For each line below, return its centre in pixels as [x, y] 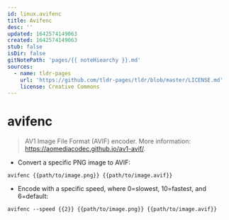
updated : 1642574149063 [43, 34]
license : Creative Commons [60, 87]
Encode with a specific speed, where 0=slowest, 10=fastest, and [112, 189]
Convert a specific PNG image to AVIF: [74, 163]
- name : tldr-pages [43, 73]
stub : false [25, 47]
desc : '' [20, 27]
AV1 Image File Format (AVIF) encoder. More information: [108, 141]
